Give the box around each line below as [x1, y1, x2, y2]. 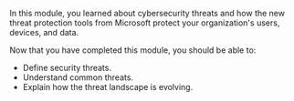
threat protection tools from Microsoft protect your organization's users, [9, 17, 280, 28]
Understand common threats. [22, 72, 134, 83]
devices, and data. [9, 27, 79, 37]
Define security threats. [22, 63, 112, 73]
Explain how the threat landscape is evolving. [22, 82, 194, 92]
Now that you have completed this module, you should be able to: [9, 45, 257, 56]
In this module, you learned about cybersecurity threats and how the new [9, 8, 286, 18]
